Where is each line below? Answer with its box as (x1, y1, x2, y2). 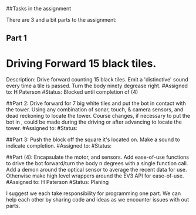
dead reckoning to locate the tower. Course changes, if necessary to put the (6, 112, 191, 120)
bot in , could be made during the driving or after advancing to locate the (6, 118, 182, 125)
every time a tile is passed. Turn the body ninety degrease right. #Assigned (6, 82, 188, 90)
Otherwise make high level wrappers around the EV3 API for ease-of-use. (6, 172, 184, 179)
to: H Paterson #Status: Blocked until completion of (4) (6, 88, 138, 95)
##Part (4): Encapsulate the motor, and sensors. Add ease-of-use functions (6, 153, 190, 161)
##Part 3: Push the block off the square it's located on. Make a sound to (6, 136, 180, 143)
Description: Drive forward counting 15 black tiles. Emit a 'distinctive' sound (6, 76, 189, 83)
